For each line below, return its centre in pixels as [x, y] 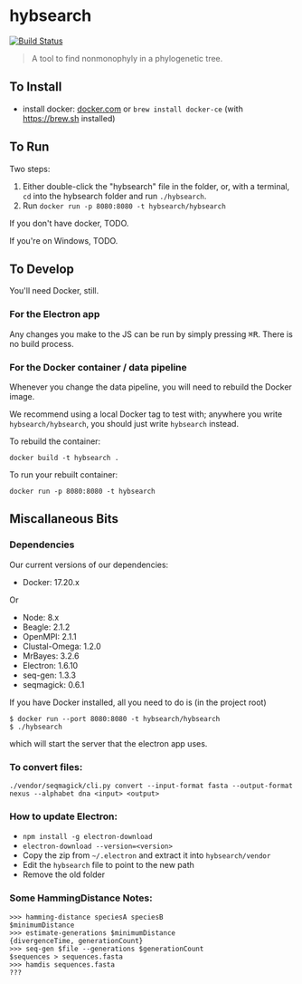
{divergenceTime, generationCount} [76, 941]
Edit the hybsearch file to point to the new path [108, 865]
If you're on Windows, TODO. [64, 240]
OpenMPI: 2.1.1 [49, 636]
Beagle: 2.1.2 [46, 627]
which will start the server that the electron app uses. [109, 743]
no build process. [42, 343]
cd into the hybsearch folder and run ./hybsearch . [114, 196]
